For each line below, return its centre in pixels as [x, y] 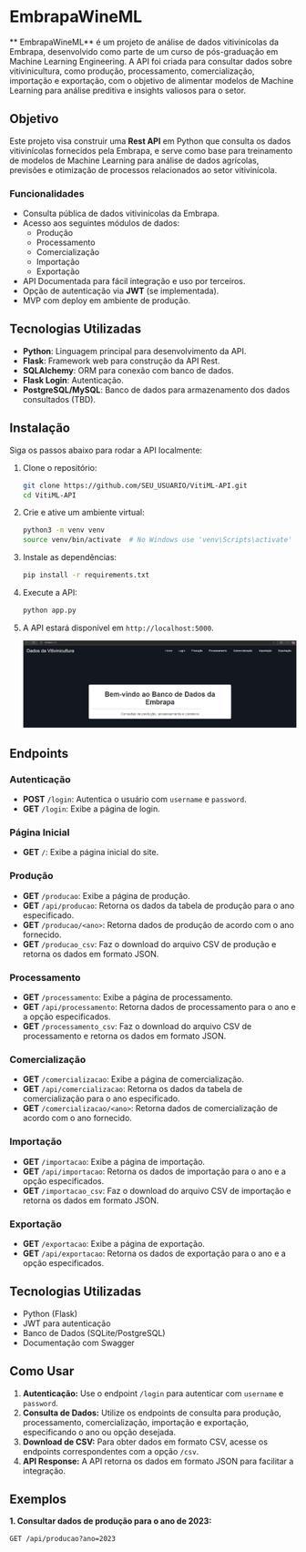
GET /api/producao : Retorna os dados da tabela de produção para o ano [158, 905]
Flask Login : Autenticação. [73, 380]
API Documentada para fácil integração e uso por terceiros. [134, 281]
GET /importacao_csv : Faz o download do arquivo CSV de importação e [157, 1190]
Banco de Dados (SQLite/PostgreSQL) [94, 1332]
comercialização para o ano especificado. [101, 1098]
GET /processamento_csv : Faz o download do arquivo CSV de [137, 1026]
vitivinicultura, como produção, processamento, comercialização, [132, 71]
